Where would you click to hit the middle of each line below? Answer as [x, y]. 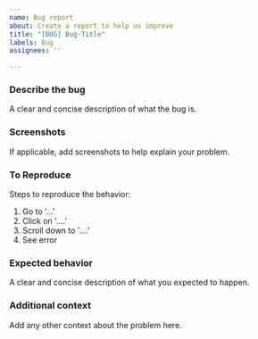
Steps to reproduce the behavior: [70, 194]
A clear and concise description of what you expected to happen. [129, 283]
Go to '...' [38, 211]
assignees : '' [36, 51]
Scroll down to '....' [56, 231]
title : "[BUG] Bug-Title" [57, 34]
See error [40, 240]
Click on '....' [45, 221]
